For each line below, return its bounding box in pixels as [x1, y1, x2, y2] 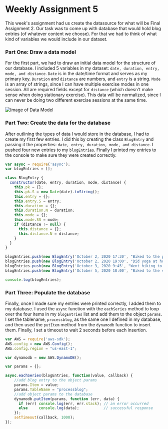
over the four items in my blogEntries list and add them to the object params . [5, 311, 162, 317]
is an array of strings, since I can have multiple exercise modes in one [5, 81, 149, 87]
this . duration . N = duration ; [14, 208, 75, 213]
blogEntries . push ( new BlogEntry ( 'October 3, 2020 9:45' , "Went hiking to [5, 264, 162, 269]
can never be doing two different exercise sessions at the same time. [5, 97, 147, 103]
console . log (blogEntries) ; [5, 277, 61, 282]
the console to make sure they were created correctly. [5, 152, 116, 158]
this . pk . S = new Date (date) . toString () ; [14, 189, 99, 194]
